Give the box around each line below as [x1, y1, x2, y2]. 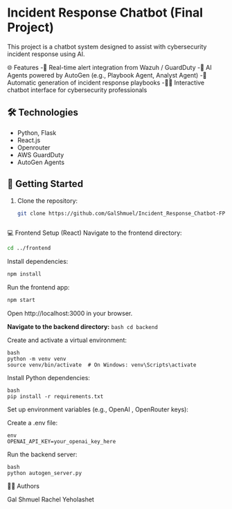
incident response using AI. [7, 50, 85, 58]
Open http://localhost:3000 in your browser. [7, 310, 133, 318]
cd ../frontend [7, 244, 51, 252]
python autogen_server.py [7, 470, 82, 477]
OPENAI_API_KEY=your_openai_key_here [7, 438, 116, 445]
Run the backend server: [7, 450, 78, 458]
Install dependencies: [7, 258, 69, 266]
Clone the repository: [17, 196, 78, 205]
